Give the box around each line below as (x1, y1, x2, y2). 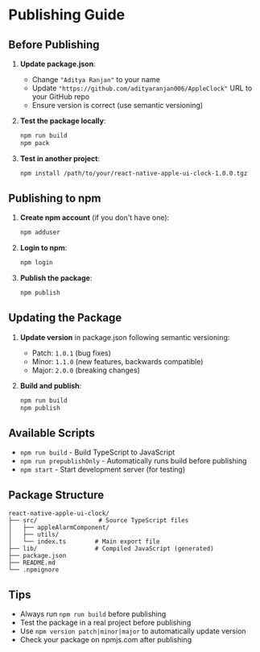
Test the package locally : (19, 116, 106, 126)
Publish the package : (19, 273, 93, 283)
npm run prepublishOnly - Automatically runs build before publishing (19, 456, 247, 466)
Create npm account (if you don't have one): (19, 213, 170, 222)
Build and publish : (19, 380, 82, 390)
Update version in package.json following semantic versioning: (19, 332, 230, 342)
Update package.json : (19, 59, 96, 69)
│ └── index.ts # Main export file (8, 538, 160, 546)
